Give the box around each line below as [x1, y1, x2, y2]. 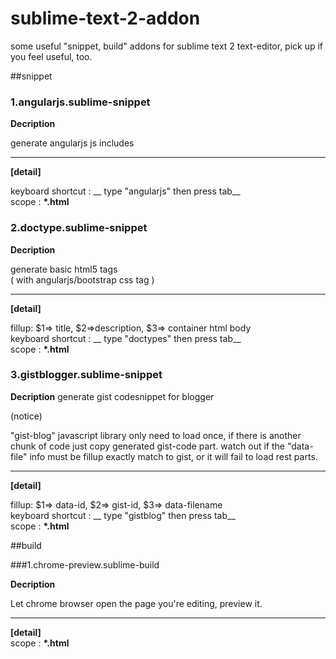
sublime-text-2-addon [10, 7, 201, 30]
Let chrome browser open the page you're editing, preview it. [10, 597, 263, 609]
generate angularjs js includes [10, 137, 135, 149]
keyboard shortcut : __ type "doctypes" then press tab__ [10, 332, 242, 344]
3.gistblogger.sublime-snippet [10, 368, 163, 382]
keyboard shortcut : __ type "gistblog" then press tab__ [10, 509, 236, 521]
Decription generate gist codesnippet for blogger [10, 390, 215, 402]
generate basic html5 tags [10, 263, 118, 275]
